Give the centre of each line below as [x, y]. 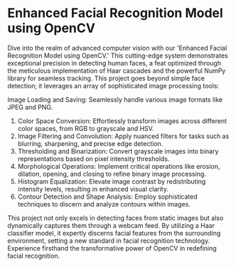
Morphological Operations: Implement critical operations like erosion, [119, 166]
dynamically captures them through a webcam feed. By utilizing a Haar [111, 225]
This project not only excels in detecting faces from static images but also [116, 218]
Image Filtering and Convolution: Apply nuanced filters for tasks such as [123, 136]
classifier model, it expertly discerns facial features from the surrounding [114, 233]
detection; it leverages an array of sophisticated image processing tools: [113, 85]
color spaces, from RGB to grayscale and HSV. [86, 128]
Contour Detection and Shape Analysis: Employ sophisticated [107, 197]
